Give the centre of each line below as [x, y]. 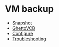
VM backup [29, 9]
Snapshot [22, 23]
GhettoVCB [24, 28]
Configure [23, 33]
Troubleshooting [29, 39]
